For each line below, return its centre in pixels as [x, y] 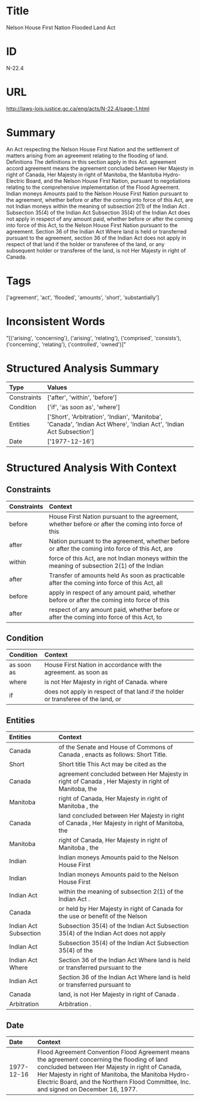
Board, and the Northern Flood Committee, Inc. [125, 1082]
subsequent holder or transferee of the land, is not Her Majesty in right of [96, 250]
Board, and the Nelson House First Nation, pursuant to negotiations [108, 181]
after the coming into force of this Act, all [106, 583]
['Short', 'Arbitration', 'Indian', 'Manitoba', [105, 416]
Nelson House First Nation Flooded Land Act [61, 27]
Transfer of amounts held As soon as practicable [117, 575]
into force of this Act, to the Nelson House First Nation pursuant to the [92, 225]
